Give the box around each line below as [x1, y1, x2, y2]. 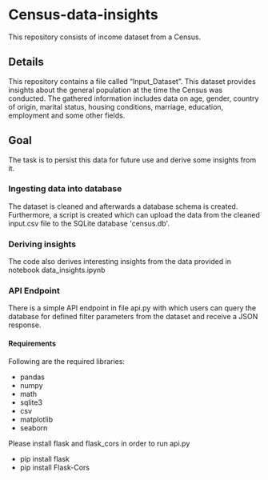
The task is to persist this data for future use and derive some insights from [8, 154, 257, 165]
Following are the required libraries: [8, 356, 126, 366]
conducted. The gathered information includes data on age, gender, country [8, 94, 259, 103]
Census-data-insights [8, 6, 158, 24]
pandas [19, 372, 46, 382]
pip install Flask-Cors [19, 462, 90, 472]
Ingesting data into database [8, 183, 122, 194]
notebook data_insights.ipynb [8, 266, 106, 275]
